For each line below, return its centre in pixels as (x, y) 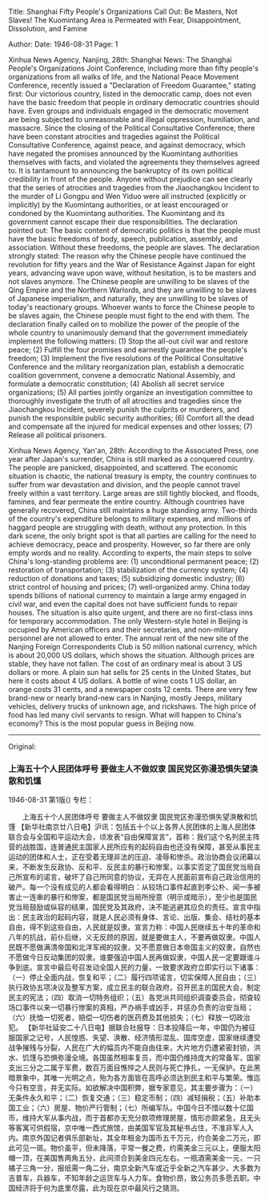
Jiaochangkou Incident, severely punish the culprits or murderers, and (124, 409)
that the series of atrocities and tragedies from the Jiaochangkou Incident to (134, 187)
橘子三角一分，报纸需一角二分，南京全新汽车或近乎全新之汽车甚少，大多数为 (134, 1168)
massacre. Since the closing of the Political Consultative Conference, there (132, 128)
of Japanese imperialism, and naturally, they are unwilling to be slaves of (128, 299)
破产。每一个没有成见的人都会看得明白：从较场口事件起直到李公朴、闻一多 (131, 887)
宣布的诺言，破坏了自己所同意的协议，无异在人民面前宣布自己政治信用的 (141, 877)
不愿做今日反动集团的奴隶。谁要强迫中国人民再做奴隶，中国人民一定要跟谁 (131, 958)
